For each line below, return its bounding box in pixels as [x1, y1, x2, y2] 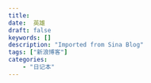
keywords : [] [8, 33, 52, 42]
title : [8, 11, 30, 20]
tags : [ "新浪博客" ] [8, 48, 68, 56]
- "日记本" [22, 63, 55, 71]
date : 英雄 [8, 19, 45, 27]
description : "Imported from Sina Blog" [8, 41, 145, 49]
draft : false [8, 26, 52, 34]
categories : [8, 56, 48, 64]
